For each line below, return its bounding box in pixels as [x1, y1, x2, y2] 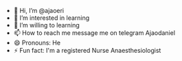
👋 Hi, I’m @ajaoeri [13, 7, 64, 14]
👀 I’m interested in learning [13, 14, 90, 22]
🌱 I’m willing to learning [13, 21, 80, 29]
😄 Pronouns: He [13, 38, 60, 47]
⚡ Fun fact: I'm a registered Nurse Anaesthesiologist [13, 47, 161, 54]
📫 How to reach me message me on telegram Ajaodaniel [13, 29, 176, 37]
